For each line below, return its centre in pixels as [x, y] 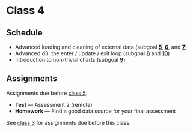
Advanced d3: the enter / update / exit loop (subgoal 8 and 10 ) [92, 53]
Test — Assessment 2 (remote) [54, 104]
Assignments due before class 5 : [47, 93]
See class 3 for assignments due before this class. [69, 122]
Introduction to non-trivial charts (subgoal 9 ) [70, 60]
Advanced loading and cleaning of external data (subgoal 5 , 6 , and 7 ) [101, 47]
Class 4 [26, 10]
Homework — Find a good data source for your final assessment [95, 111]
